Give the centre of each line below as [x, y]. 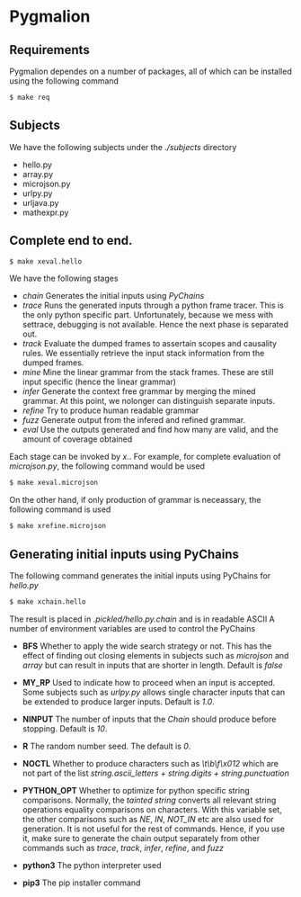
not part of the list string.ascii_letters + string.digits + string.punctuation [155, 773]
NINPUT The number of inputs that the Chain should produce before [149, 719]
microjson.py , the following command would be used [107, 466]
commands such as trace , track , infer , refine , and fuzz [123, 848]
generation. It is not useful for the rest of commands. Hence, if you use [154, 829]
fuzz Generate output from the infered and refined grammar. [134, 420]
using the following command [64, 81]
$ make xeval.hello [46, 261]
